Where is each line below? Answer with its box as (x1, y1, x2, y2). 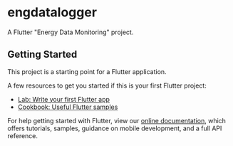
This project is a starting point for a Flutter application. (7, 67, 167, 75)
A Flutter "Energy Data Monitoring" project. (7, 28, 134, 36)
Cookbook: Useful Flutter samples (17, 103, 118, 111)
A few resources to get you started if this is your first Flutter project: (7, 81, 207, 90)
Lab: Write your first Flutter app (17, 95, 110, 103)
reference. (7, 131, 38, 140)
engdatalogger (7, 4, 98, 21)
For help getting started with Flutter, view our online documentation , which (7, 116, 227, 125)
